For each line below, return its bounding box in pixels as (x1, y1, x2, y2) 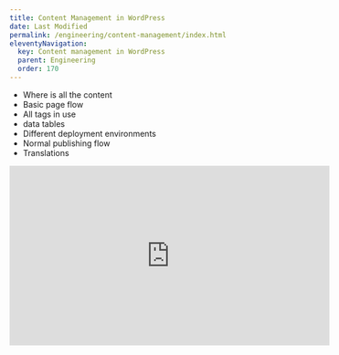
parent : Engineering (17, 56, 96, 65)
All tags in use (22, 109, 77, 120)
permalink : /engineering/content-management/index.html (9, 30, 227, 39)
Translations (22, 147, 70, 158)
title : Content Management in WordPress (9, 13, 166, 23)
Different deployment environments (22, 128, 157, 139)
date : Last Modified (9, 22, 89, 31)
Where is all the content (22, 89, 112, 100)
